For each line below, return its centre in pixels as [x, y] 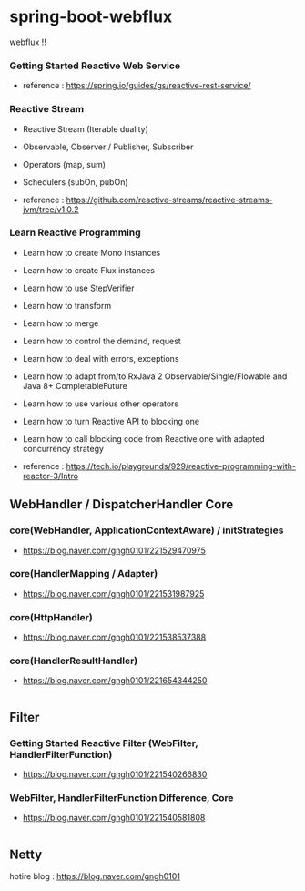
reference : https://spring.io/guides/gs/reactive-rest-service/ [137, 86]
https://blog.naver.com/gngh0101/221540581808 [114, 818]
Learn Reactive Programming [75, 232]
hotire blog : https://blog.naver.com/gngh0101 [95, 876]
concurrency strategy [63, 448]
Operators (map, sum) [64, 164]
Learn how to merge [61, 323]
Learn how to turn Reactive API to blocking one [111, 421]
